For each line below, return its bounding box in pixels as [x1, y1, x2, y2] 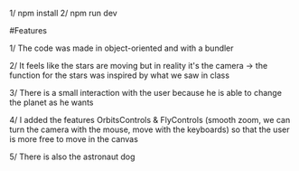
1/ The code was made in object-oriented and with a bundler [9, 43, 234, 53]
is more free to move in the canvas [9, 134, 138, 144]
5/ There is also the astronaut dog [9, 151, 135, 162]
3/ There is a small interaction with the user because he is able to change [9, 88, 283, 98]
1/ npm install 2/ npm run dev [9, 8, 117, 18]
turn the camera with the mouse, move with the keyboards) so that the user [9, 124, 290, 135]
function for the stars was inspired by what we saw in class [9, 70, 230, 81]
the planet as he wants [9, 97, 94, 108]
